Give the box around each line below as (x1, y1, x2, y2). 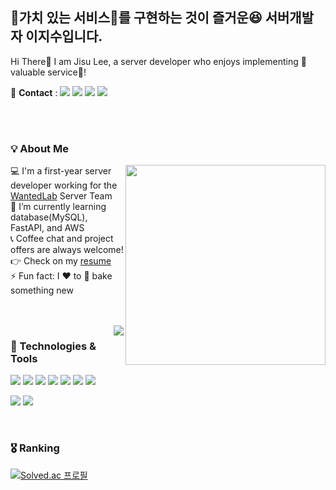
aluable (10, 66, 46, 78)
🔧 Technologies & (10, 339, 97, 353)
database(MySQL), (10, 211, 88, 223)
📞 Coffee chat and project (10, 233, 114, 245)
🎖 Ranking (10, 441, 60, 455)
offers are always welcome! (10, 244, 124, 256)
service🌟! (47, 66, 87, 78)
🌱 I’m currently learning (10, 201, 107, 213)
